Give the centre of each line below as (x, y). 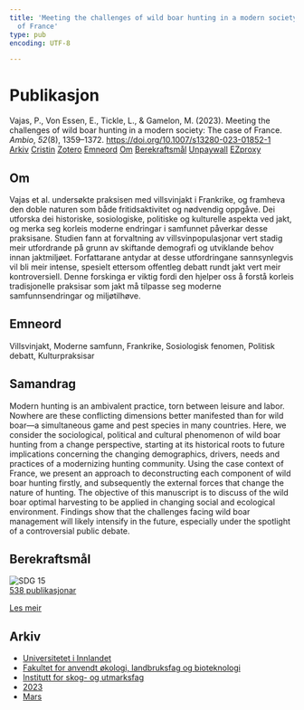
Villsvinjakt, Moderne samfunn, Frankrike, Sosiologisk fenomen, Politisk (142, 346)
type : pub (28, 34)
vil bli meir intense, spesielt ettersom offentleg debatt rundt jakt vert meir (145, 267)
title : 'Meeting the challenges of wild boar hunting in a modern (137, 18)
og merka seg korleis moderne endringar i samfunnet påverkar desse (139, 228)
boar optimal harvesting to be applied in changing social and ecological (142, 502)
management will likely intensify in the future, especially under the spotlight (150, 521)
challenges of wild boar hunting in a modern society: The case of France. (146, 130)
